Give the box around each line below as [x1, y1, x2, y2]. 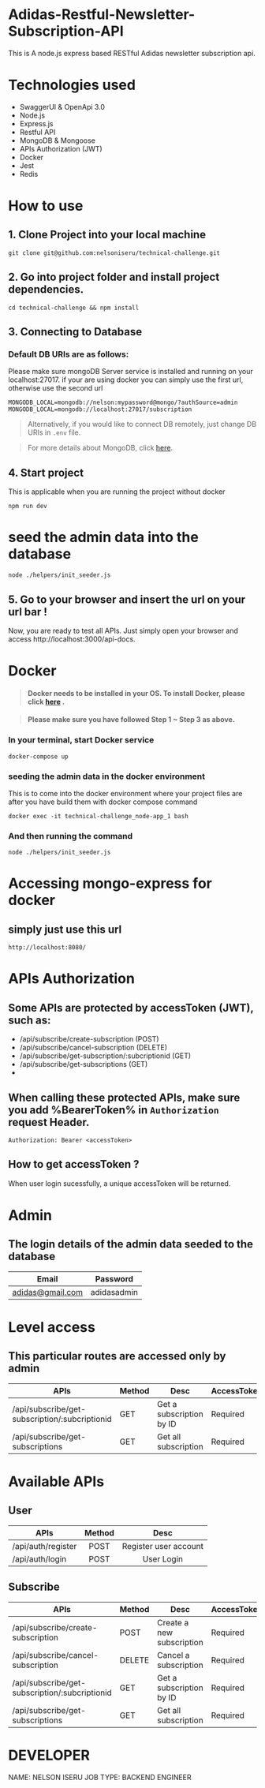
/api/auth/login [12, 1553, 67, 1564]
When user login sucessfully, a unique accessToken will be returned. [8, 1178, 231, 1188]
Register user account [121, 1540, 203, 1551]
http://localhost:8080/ [8, 944, 87, 952]
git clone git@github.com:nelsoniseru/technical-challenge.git [8, 249, 221, 257]
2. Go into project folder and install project [8, 271, 220, 284]
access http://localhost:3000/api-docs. [8, 634, 136, 644]
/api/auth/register [12, 1540, 77, 1551]
